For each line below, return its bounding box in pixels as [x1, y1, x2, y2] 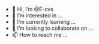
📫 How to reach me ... [11, 32, 68, 38]
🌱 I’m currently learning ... [11, 18, 76, 25]
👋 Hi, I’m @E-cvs [11, 6, 54, 12]
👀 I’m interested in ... [11, 12, 63, 19]
